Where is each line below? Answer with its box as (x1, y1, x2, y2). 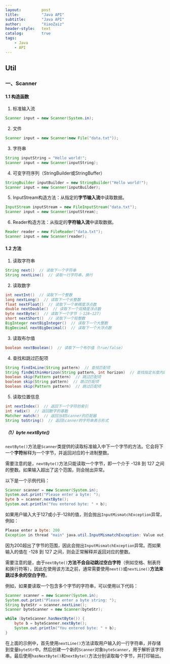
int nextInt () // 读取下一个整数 (5, 292, 73, 298)
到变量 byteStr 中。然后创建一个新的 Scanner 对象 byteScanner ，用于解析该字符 (5, 646, 164, 652)
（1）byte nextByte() (5, 430, 50, 436)
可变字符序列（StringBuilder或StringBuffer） (12, 170, 105, 176)
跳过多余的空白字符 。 (5, 572, 50, 578)
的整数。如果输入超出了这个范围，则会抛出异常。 (5, 467, 107, 473)
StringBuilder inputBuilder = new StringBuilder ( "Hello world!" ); (5, 180, 148, 185)
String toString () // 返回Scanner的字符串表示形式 (5, 418, 109, 423)
